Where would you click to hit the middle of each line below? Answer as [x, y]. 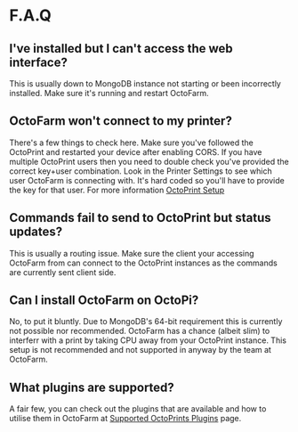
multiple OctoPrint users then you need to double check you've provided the [149, 161]
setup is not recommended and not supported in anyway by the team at [140, 350]
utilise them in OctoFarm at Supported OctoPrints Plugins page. [125, 419]
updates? [36, 232]
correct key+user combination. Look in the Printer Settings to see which [141, 171]
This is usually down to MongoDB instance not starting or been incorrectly [145, 84]
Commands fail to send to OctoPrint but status [140, 218]
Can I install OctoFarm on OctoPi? [104, 301]
